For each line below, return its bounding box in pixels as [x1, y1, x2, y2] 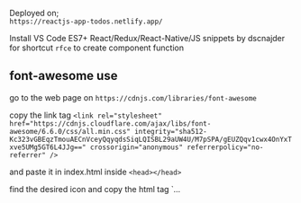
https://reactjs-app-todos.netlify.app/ [9, 17, 164, 26]
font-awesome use [9, 68, 118, 84]
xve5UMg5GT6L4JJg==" [9, 143, 87, 152]
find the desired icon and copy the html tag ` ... [9, 183, 181, 194]
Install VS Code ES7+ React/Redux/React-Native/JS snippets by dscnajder [9, 33, 286, 43]
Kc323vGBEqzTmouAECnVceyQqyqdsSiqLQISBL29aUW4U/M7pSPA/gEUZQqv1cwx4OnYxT [9, 135, 293, 144]
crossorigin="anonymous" [89, 143, 183, 152]
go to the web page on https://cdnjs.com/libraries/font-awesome [9, 92, 257, 102]
